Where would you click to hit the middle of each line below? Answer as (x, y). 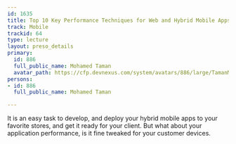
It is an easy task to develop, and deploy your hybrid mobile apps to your (112, 118)
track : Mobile (28, 27)
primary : (20, 53)
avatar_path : (33, 72)
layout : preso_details (40, 46)
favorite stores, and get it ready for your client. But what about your (105, 126)
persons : (20, 79)
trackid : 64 (25, 33)
